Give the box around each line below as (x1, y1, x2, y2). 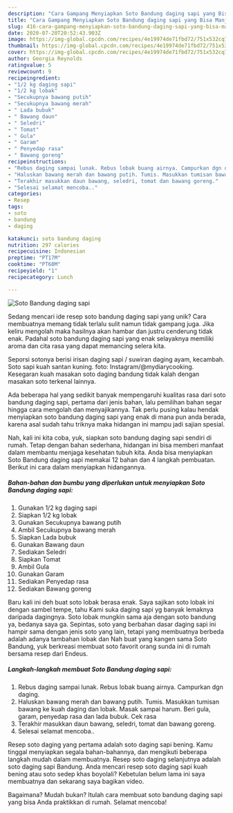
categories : (8, 190, 42, 197)
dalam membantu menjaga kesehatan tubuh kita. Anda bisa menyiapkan (8, 448, 213, 456)
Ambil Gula (17, 562, 49, 571)
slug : (8, 23, 24, 30)
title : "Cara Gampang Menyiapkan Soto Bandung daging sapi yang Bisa (8, 17, 213, 24)
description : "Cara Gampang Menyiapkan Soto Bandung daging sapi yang (8, 10, 216, 17)
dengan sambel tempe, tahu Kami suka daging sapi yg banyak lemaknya (8, 605, 214, 614)
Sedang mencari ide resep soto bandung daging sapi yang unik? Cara (8, 312, 207, 321)
